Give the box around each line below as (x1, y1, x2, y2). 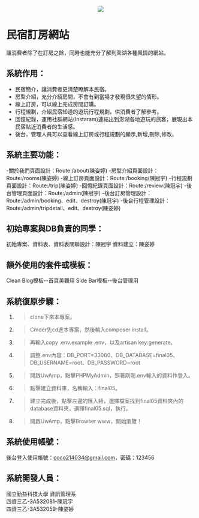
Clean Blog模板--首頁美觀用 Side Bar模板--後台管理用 (6, 277, 139, 285)
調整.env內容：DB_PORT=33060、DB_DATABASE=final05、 (29, 352, 179, 358)
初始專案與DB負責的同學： (6, 223, 104, 233)
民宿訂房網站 (6, 28, 70, 42)
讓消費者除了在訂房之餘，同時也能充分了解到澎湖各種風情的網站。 (6, 49, 169, 56)
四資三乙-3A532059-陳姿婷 (6, 505, 74, 513)
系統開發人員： (6, 473, 62, 483)
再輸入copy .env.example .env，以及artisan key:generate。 (29, 339, 176, 346)
